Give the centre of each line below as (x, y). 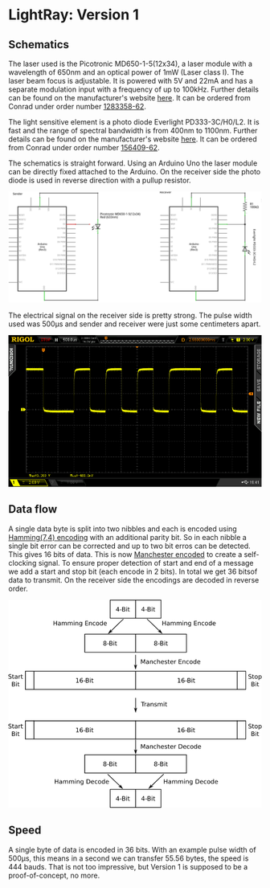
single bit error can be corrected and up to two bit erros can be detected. (129, 546)
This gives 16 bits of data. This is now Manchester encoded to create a (125, 554)
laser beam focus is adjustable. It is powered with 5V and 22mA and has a (131, 81)
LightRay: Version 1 (74, 15)
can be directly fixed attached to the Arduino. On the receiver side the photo (135, 172)
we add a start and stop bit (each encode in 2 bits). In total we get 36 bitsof (133, 571)
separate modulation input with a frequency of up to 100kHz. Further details (134, 89)
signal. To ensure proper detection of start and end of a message (146, 563)
